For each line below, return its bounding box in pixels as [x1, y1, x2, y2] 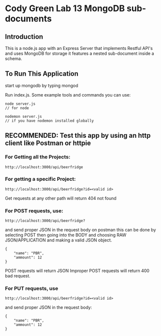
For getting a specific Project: [5, 176, 76, 182]
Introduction [5, 32, 44, 41]
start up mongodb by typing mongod [5, 82, 78, 88]
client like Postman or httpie [5, 139, 91, 147]
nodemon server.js [5, 114, 42, 119]
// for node [5, 105, 29, 111]
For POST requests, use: [5, 207, 64, 214]
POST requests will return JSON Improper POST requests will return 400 [5, 268, 150, 274]
